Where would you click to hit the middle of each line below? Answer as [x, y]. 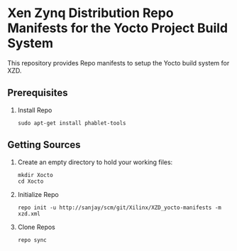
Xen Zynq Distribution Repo [90, 13]
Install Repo [35, 110]
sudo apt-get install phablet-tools [72, 123]
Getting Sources [44, 145]
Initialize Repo [38, 194]
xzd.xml [29, 214]
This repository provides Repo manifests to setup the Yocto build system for [118, 63]
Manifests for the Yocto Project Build [118, 28]
